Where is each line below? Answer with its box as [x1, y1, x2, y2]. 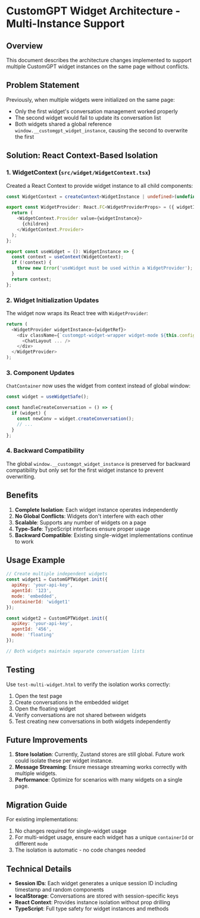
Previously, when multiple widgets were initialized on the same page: [6, 96, 175, 103]
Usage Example [6, 555, 65, 565]
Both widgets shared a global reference [14, 120, 112, 127]
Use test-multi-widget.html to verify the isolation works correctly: [6, 681, 171, 688]
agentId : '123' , [11, 588, 52, 594]
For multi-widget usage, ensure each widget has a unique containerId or [14, 834, 194, 841]
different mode [14, 840, 48, 847]
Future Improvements [6, 734, 88, 745]
